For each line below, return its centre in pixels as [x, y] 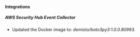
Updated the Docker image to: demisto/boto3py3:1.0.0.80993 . [74, 29]
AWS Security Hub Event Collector [40, 18]
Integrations [18, 7]
